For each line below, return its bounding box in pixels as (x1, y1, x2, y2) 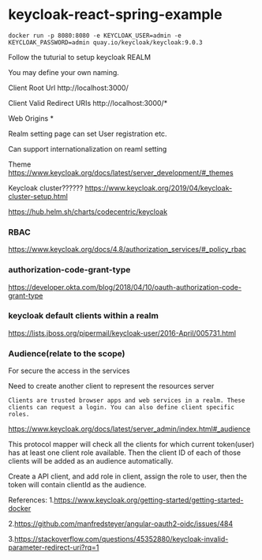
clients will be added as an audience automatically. (8, 457, 174, 466)
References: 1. (8, 495, 54, 505)
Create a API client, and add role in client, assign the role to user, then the (8, 472, 247, 481)
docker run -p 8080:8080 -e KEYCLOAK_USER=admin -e (8, 32, 182, 39)
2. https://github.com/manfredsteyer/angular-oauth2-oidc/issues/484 (8, 519, 234, 528)
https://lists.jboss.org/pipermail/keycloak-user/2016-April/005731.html (8, 328, 237, 337)
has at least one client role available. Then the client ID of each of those (8, 448, 241, 457)
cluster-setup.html (8, 191, 69, 201)
